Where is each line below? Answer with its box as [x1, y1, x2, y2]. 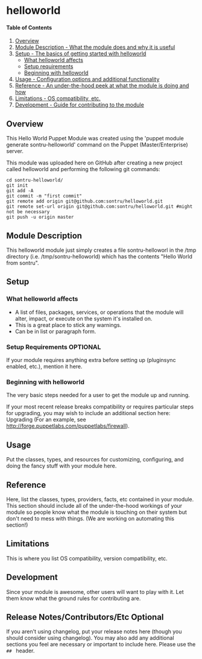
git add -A [6, 188, 34, 194]
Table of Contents [6, 23, 52, 31]
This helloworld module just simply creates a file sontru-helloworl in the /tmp [6, 246, 197, 254]
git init [6, 183, 28, 189]
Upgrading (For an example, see [6, 416, 86, 423]
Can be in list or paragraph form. [14, 328, 96, 335]
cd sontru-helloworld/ [6, 177, 63, 184]
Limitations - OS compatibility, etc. [14, 95, 101, 102]
